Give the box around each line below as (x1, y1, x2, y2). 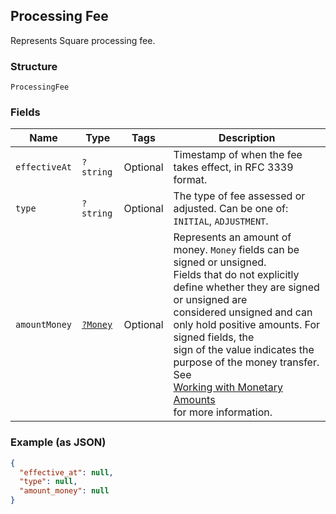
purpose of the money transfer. (173, 355, 320, 369)
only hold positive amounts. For (173, 318, 321, 332)
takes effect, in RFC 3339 (173, 160, 294, 174)
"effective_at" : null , (19, 467, 114, 478)
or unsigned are (173, 293, 248, 307)
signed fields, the (173, 330, 255, 344)
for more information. (173, 405, 273, 419)
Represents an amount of (173, 230, 292, 244)
